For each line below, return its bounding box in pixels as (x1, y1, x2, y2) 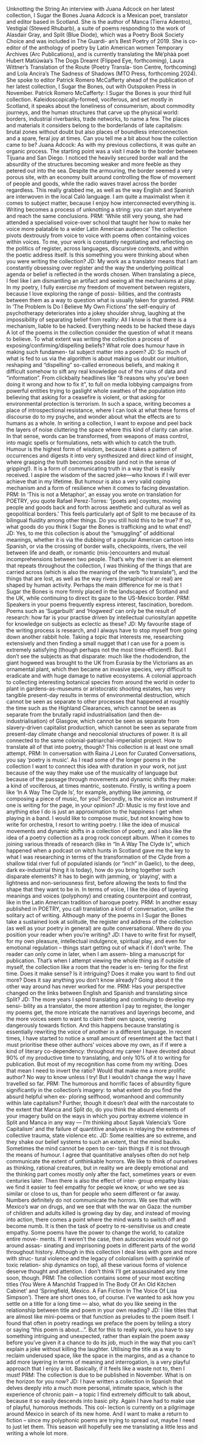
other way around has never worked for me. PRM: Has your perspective (6, 983, 186, 990)
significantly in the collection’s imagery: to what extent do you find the (6, 1087, 182, 1093)
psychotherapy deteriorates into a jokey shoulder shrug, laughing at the (6, 310, 185, 316)
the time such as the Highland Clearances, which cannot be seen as (6, 704, 177, 712)
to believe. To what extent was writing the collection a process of (6, 335, 169, 342)
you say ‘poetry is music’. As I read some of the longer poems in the (6, 756, 176, 764)
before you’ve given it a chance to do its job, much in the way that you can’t (6, 1339, 196, 1346)
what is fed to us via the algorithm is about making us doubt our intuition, (6, 355, 189, 362)
